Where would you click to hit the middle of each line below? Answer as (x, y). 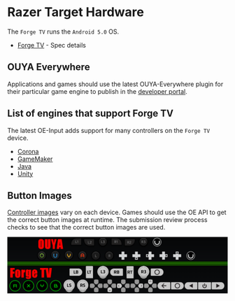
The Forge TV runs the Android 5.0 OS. (63, 31)
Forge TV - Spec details (51, 45)
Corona (28, 151)
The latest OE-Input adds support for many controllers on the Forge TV (109, 130)
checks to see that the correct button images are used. (86, 227)
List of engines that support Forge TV (90, 114)
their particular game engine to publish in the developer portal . (97, 91)
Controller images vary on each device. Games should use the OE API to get (117, 212)
